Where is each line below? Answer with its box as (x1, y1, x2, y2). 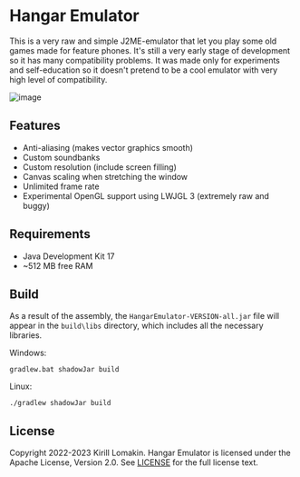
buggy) (22, 200, 50, 211)
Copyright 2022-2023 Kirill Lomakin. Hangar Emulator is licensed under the (9, 447, 292, 459)
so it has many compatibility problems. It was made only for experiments (9, 55, 281, 65)
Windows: (9, 347, 47, 359)
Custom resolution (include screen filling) (22, 161, 177, 173)
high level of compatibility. (9, 74, 108, 84)
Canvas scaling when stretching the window (22, 171, 189, 182)
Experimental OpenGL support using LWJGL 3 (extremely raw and (22, 190, 270, 201)
